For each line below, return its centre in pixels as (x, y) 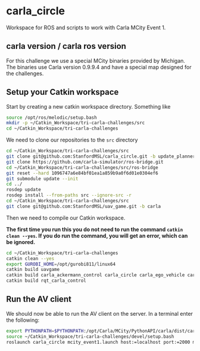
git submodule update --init (42, 178)
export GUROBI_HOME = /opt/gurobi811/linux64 (61, 264)
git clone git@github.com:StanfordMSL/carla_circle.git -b (81, 156)
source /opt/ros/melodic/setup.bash (51, 118)
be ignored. (21, 242)
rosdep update (24, 190)
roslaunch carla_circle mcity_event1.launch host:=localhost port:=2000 (98, 342)
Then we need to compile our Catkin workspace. (66, 218)
